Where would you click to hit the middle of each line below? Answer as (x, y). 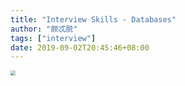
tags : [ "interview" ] (53, 38)
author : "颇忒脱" (44, 29)
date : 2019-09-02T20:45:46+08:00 (80, 47)
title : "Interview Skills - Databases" (93, 19)
